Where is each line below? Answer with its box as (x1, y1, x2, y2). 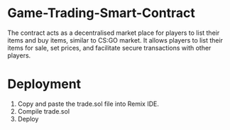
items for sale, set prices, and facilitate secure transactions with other (7, 43, 212, 52)
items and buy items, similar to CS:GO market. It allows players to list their (7, 36, 224, 44)
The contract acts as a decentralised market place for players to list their (7, 28, 220, 37)
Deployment (7, 76, 82, 92)
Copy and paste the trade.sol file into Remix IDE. (17, 99, 160, 108)
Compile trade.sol (17, 107, 70, 115)
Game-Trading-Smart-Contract (7, 5, 195, 21)
